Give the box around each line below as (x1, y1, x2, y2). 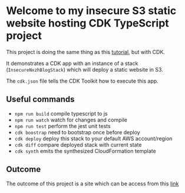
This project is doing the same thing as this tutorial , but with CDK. (6, 48, 165, 55)
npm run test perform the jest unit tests (14, 122, 111, 130)
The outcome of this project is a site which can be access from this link (6, 180, 179, 187)
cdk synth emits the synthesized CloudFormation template (14, 147, 156, 154)
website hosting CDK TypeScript (6, 16, 169, 30)
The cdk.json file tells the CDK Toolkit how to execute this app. (6, 77, 159, 84)
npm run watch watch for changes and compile (14, 116, 128, 123)
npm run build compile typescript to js (14, 110, 108, 117)
